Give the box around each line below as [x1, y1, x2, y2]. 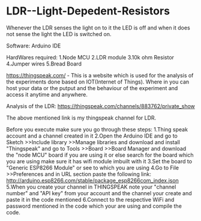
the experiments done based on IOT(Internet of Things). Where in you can [6, 78, 190, 85]
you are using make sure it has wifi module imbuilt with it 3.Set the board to [6, 157, 193, 165]
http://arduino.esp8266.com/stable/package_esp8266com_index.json [6, 177, 179, 184]
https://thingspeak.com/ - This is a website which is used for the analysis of [6, 71, 194, 79]
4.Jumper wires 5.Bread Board [6, 60, 82, 67]
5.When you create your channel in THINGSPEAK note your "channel [6, 183, 176, 190]
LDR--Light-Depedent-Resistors [6, 4, 170, 18]
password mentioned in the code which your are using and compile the [6, 202, 182, 210]
